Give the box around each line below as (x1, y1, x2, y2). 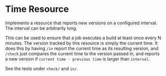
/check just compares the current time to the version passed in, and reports (5, 51, 160, 57)
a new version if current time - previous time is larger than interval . (5, 56, 150, 62)
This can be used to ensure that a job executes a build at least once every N (5, 35, 162, 41)
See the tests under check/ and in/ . (5, 66, 78, 72)
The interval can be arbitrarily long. (5, 25, 77, 31)
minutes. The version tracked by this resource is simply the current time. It (5, 40, 158, 46)
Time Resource (5, 3, 69, 15)
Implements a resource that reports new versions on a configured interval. (5, 20, 158, 26)
